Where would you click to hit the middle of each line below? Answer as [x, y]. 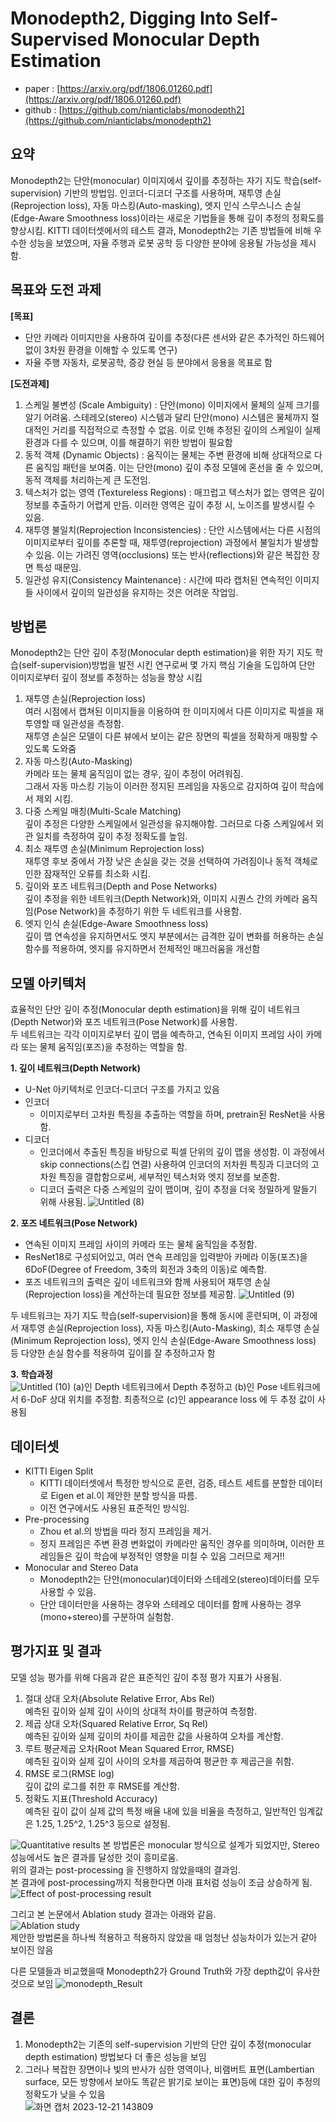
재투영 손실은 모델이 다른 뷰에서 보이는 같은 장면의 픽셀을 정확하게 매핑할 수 [171, 736]
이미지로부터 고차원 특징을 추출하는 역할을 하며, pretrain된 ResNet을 [173, 1114]
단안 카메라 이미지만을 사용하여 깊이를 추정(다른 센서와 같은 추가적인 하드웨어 [174, 337]
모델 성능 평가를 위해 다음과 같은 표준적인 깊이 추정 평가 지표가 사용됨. [146, 1677]
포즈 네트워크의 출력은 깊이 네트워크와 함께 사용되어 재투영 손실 [147, 1282]
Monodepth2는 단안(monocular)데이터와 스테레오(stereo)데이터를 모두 [179, 1579]
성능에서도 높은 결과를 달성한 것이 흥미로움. [94, 1857]
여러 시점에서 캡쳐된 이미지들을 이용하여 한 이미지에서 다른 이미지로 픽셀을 [169, 711]
